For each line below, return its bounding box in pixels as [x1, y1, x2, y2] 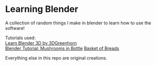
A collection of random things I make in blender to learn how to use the [5, 20, 151, 26]
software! [5, 25, 25, 31]
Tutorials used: [5, 35, 36, 41]
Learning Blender [5, 3, 78, 15]
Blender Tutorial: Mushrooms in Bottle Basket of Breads [5, 45, 119, 51]
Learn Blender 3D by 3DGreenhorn [5, 40, 77, 46]
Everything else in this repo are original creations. [5, 55, 107, 61]
